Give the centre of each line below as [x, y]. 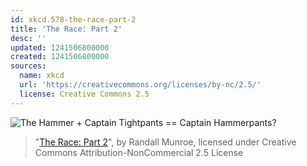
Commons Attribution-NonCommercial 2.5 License [139, 152]
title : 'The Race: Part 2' [66, 29]
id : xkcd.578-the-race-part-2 [73, 19]
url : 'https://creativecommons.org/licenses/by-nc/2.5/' [140, 85]
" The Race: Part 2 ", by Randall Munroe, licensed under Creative [165, 142]
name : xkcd [42, 76]
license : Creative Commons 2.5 [84, 94]
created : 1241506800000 [60, 57]
